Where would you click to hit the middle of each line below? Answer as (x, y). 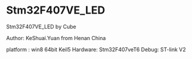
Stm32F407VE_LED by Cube (41, 27)
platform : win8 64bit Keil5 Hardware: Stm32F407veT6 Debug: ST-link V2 (96, 49)
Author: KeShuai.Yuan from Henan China (56, 38)
